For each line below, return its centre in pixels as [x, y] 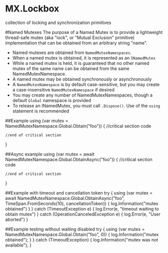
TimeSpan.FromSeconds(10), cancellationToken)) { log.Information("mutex [82, 203]
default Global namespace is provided [52, 100]
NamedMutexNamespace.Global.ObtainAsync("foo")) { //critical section [79, 159]
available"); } [18, 245]
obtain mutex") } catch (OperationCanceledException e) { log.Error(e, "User [83, 214]
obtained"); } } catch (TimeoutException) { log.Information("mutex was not [82, 239]
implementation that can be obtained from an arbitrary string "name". [76, 42]
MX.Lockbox [32, 9]
